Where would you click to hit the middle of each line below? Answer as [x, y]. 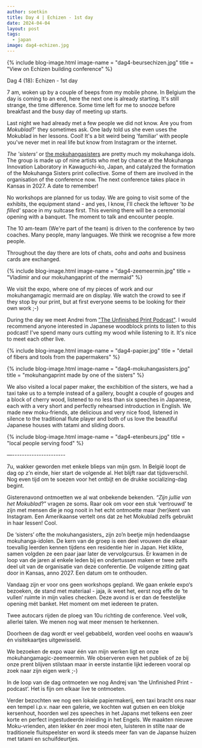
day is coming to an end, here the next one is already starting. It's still [93, 98]
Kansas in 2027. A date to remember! [53, 186]
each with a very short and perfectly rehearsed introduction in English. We [99, 406]
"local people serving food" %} [45, 443]
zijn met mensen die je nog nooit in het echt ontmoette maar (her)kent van [99, 510]
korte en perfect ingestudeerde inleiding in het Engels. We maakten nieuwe [100, 719]
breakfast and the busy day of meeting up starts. [67, 111]
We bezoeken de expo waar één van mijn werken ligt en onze [83, 651]
